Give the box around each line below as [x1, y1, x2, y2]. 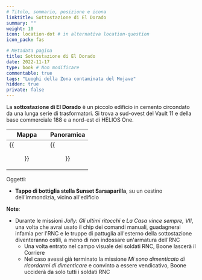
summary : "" [6, 20, 36, 26]
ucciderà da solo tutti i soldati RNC [24, 269, 110, 275]
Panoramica [50, 131, 86, 138]
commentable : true [6, 70, 52, 76]
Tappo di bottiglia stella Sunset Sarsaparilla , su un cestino [14, 187, 163, 194]
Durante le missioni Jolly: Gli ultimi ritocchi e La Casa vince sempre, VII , [14, 217, 194, 224]
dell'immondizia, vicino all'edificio [14, 194, 99, 201]
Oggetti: [6, 176, 27, 182]
